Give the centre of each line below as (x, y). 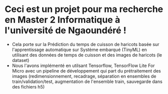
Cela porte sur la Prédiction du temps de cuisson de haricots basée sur (86, 44)
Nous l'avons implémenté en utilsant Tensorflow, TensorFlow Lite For (83, 65)
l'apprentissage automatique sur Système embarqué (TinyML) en (79, 49)
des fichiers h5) (28, 86)
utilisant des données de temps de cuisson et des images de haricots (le (87, 55)
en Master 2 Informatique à (62, 20)
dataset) (21, 60)
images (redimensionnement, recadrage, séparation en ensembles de (84, 76)
